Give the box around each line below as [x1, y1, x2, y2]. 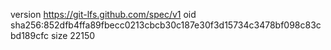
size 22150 [50, 30, 96, 41]
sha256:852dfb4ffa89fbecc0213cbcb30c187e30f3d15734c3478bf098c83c [10, 19, 322, 31]
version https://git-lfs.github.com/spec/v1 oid [10, 9, 197, 20]
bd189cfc [10, 30, 49, 41]
